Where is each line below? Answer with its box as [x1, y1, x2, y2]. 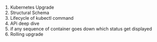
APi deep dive [10, 20, 40, 26]
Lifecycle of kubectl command [10, 15, 74, 21]
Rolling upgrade [10, 31, 44, 37]
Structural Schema [10, 10, 49, 16]
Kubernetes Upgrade [10, 5, 54, 10]
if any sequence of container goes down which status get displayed [10, 26, 152, 32]
